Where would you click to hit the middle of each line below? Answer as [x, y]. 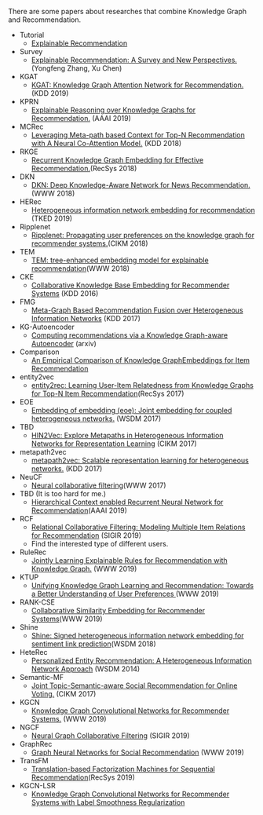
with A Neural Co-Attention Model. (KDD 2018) [106, 143]
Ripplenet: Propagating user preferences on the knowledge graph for [143, 235]
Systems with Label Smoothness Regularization [108, 802]
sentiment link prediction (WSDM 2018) [94, 644]
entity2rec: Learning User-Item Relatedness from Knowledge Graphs [142, 385]
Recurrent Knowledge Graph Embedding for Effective [117, 160]
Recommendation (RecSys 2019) [83, 777]
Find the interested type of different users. [100, 544]
